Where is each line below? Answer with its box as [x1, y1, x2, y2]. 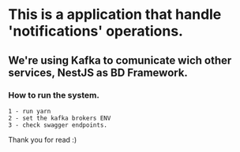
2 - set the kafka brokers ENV [8, 114, 111, 122]
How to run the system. [8, 89, 100, 100]
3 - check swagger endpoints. [8, 120, 108, 129]
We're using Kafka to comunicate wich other [8, 54, 232, 67]
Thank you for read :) [8, 135, 77, 144]
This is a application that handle [8, 6, 222, 24]
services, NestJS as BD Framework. [8, 65, 188, 80]
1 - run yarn [8, 107, 51, 115]
